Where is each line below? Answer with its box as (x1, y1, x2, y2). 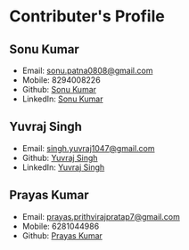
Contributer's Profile (9, 6, 165, 27)
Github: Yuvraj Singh (21, 152, 98, 163)
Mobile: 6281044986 (21, 221, 100, 231)
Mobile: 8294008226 (21, 75, 101, 85)
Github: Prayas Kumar (21, 230, 103, 241)
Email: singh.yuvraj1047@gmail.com (21, 142, 155, 153)
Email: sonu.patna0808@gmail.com (21, 65, 153, 76)
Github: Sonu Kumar (21, 85, 96, 94)
